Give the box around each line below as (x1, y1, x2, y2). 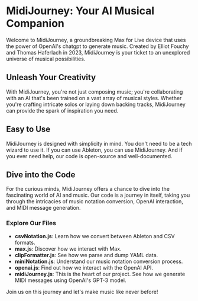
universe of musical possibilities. (6, 55, 86, 62)
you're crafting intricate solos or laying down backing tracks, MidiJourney (6, 101, 186, 108)
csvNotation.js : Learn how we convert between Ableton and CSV (14, 232, 176, 239)
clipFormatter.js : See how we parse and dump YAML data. (14, 251, 158, 258)
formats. (14, 239, 35, 246)
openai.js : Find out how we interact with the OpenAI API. (14, 264, 154, 271)
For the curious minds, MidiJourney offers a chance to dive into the (6, 185, 170, 193)
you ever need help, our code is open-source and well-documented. (6, 152, 173, 159)
